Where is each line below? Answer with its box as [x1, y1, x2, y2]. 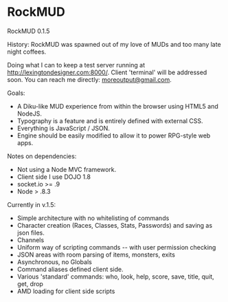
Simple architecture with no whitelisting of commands [16, 214, 170, 222]
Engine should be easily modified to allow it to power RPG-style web [16, 131, 211, 140]
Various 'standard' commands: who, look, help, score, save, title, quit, [16, 272, 214, 281]
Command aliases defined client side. [16, 265, 124, 273]
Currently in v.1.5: [7, 200, 56, 208]
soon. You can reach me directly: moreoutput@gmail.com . [7, 75, 172, 83]
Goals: [7, 89, 25, 97]
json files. [16, 228, 45, 237]
